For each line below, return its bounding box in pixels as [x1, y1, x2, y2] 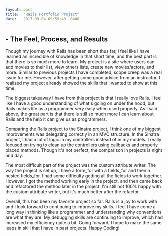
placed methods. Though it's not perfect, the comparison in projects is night [5, 147, 163, 153]
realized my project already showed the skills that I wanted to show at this [5, 80, 158, 86]
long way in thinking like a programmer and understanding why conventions [5, 209, 162, 215]
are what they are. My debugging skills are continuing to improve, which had [5, 214, 163, 220]
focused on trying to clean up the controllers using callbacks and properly [5, 142, 158, 148]
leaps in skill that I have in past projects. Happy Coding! [5, 225, 120, 231]
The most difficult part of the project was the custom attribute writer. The [5, 162, 156, 168]
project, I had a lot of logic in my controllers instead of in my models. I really [5, 137, 162, 143]
